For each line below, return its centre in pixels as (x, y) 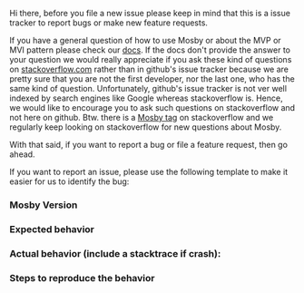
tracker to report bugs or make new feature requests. (109, 23)
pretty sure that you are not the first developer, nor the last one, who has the (152, 79)
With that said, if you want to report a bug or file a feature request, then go (149, 145)
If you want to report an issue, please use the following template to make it (149, 172)
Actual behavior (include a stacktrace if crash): (115, 253)
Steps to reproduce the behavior (82, 278)
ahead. (22, 154)
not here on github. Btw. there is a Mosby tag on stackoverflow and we (142, 117)
